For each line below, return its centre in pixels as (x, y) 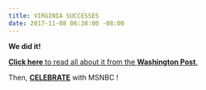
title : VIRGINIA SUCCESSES (54, 16)
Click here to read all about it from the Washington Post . (103, 62)
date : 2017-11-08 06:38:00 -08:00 (67, 23)
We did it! (25, 46)
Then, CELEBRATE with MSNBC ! (63, 77)
